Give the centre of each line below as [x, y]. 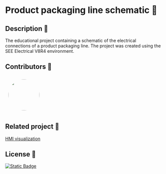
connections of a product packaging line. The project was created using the [83, 46]
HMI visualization [23, 139]
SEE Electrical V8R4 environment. [40, 51]
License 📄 [21, 154]
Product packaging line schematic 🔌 [81, 10]
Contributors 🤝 [29, 67]
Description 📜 [27, 29]
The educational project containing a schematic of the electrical [71, 40]
